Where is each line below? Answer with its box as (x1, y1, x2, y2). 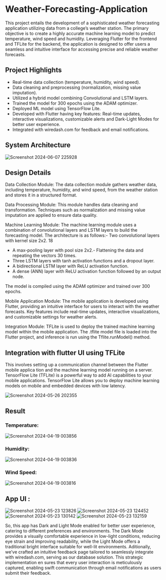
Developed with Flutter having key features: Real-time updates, (12, 111, 141, 117)
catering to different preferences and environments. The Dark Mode (5, 528, 144, 534)
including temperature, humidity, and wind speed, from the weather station (5, 187, 158, 193)
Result (5, 407, 26, 415)
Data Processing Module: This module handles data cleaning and (5, 202, 138, 208)
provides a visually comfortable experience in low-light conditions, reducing (5, 533, 160, 539)
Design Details (5, 168, 51, 177)
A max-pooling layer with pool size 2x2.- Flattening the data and (12, 247, 144, 254)
